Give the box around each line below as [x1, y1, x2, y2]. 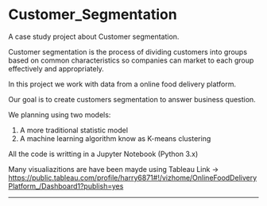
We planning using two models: [8, 109, 111, 120]
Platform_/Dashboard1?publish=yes [8, 181, 124, 191]
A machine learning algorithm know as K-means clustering [19, 133, 211, 143]
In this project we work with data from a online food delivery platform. [8, 79, 237, 89]
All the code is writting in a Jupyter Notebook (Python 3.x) [8, 149, 199, 158]
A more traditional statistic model [19, 125, 129, 135]
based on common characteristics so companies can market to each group [8, 55, 254, 65]
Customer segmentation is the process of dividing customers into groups [8, 47, 248, 56]
